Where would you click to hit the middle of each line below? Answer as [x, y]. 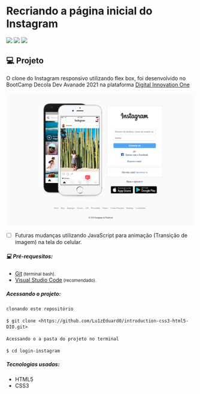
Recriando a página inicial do [79, 11]
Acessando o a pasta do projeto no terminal [63, 339]
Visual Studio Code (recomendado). [56, 280]
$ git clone [21, 321]
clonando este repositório [40, 309]
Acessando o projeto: [34, 294]
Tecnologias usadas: [33, 364]
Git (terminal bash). [35, 273]
